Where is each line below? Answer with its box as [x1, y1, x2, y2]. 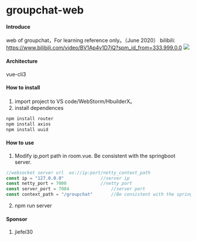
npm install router [6, 115, 54, 122]
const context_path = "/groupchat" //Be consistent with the [6, 191, 175, 198]
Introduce [6, 23, 30, 30]
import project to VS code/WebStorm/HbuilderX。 [14, 98, 136, 105]
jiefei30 [14, 229, 33, 236]
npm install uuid [6, 126, 49, 132]
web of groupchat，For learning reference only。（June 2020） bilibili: [6, 37, 176, 44]
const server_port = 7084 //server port [6, 186, 145, 192]
